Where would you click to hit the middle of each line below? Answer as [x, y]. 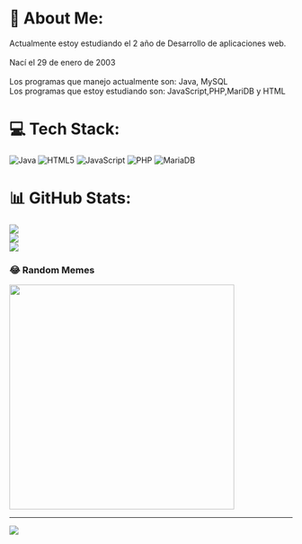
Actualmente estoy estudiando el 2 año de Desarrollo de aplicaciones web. [148, 43]
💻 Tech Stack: [65, 129]
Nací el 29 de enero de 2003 [62, 62]
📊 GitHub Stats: [71, 198]
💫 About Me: [57, 18]
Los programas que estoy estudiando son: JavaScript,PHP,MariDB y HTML [147, 91]
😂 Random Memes [52, 270]
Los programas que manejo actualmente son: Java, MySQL [119, 81]
